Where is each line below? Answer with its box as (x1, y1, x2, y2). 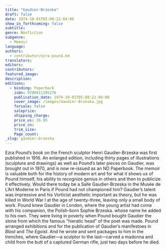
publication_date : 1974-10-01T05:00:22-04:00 (14, 95, 110, 100)
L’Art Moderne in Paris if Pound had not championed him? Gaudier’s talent (5, 187, 156, 193)
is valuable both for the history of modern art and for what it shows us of (5, 171, 154, 177)
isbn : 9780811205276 (14, 90, 56, 95)
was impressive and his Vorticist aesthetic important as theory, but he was (5, 192, 157, 198)
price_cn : (14, 122, 35, 127)
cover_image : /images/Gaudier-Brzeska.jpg (14, 100, 103, 104)
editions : (5, 81, 26, 86)
